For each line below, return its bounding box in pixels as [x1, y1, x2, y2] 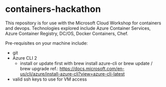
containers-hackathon [5, 3, 101, 15]
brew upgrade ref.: [20, 66, 59, 72]
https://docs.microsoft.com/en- [59, 66, 125, 72]
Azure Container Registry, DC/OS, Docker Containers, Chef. [5, 30, 129, 36]
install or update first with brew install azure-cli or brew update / [20, 60, 153, 66]
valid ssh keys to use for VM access [12, 76, 87, 82]
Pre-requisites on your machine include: [5, 40, 88, 46]
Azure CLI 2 [12, 55, 37, 61]
